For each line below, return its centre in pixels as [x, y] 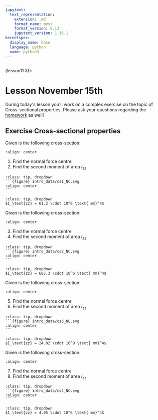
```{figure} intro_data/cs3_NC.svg [42, 321]
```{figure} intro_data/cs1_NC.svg [42, 182]
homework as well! [25, 115]
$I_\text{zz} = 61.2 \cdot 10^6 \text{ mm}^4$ [55, 203]
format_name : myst [33, 24]
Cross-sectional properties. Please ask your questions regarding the [76, 110]
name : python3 [24, 52]
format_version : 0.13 [37, 29]
